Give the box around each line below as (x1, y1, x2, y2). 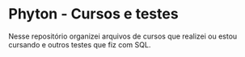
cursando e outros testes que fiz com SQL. (8, 39, 151, 49)
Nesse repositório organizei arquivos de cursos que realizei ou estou (8, 31, 238, 41)
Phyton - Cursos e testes (8, 5, 180, 23)
